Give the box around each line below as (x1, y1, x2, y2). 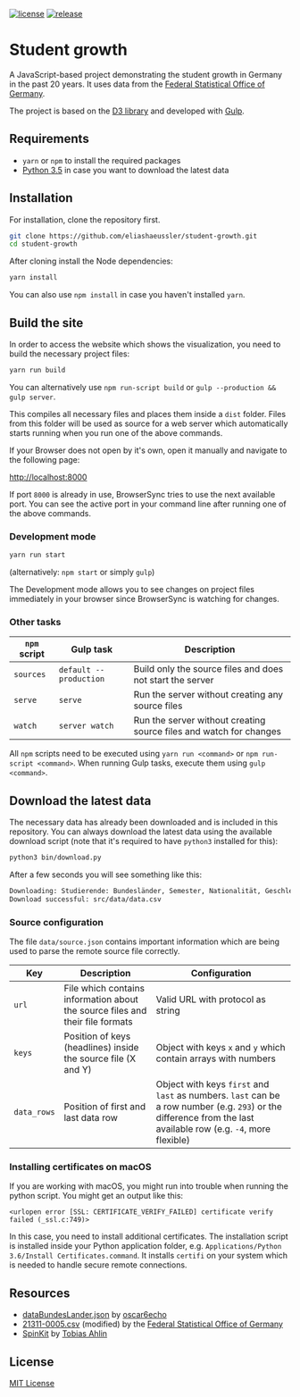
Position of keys (63, 1030, 131, 1042)
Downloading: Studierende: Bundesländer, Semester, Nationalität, (9, 887, 262, 896)
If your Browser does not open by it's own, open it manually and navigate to (9, 445, 287, 456)
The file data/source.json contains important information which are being (9, 936, 279, 947)
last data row (63, 1112, 119, 1125)
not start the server (133, 674, 214, 687)
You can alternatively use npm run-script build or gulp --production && (9, 381, 277, 392)
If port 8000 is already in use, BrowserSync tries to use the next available (9, 489, 276, 499)
